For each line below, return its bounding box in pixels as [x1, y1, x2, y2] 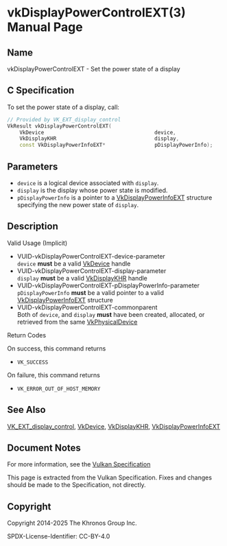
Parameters [7, 161, 58, 172]
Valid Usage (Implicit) [7, 239, 68, 247]
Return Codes [7, 331, 47, 339]
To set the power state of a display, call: [7, 103, 120, 111]
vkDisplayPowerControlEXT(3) [7, 5, 187, 21]
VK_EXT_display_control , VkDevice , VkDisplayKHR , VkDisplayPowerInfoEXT [7, 422, 221, 430]
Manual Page [7, 19, 84, 35]
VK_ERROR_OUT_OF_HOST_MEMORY [16, 385, 101, 392]
